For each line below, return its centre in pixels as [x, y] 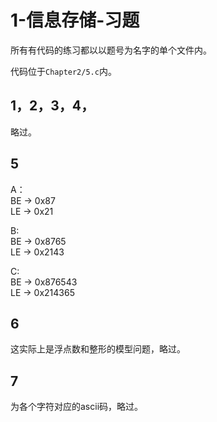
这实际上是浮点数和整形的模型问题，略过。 [98, 349]
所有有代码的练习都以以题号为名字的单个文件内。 [111, 50]
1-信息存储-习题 [75, 20]
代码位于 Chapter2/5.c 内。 [63, 71]
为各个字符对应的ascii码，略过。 [77, 407]
